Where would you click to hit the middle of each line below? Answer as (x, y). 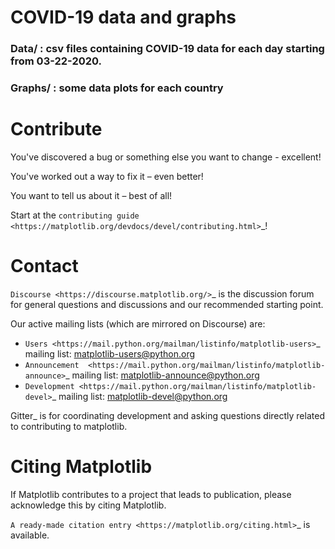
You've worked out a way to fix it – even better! (107, 176)
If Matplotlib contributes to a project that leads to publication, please (151, 494)
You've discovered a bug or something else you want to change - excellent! (166, 157)
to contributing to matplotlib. (69, 426)
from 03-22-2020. (56, 61)
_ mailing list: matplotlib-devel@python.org (139, 396)
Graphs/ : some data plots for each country (117, 88)
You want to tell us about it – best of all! (91, 195)
